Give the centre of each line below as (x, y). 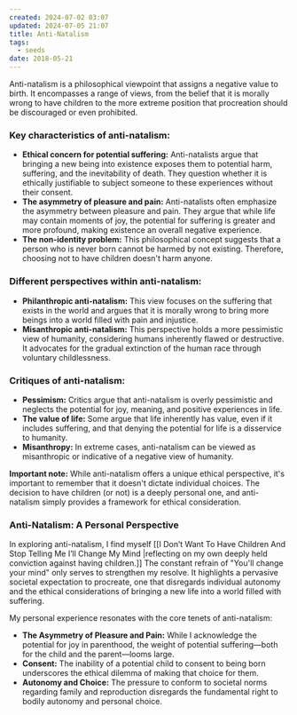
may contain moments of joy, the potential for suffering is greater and (148, 221)
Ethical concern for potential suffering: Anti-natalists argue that (140, 155)
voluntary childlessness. (66, 357)
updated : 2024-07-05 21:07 (59, 26)
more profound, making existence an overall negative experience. (142, 230)
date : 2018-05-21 (41, 59)
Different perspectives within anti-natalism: (106, 282)
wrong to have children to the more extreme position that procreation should (148, 103)
